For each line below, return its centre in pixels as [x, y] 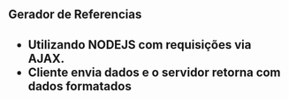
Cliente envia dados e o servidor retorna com [154, 72]
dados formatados [80, 86]
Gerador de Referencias [75, 15]
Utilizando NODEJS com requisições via [140, 45]
